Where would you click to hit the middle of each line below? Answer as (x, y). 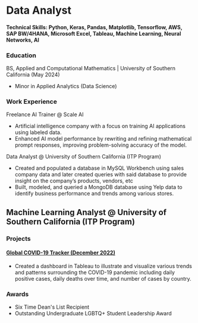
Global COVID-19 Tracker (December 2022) (61, 253)
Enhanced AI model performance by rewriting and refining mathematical (103, 139)
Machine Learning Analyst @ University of (87, 212)
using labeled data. (38, 132)
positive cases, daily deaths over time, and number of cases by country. (103, 278)
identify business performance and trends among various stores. (94, 194)
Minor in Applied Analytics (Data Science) (66, 86)
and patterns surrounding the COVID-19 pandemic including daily (95, 272)
